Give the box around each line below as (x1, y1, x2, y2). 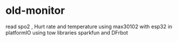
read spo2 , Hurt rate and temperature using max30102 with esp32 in (5, 23, 172, 30)
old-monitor (5, 4, 65, 17)
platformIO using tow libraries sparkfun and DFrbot (5, 29, 128, 36)
